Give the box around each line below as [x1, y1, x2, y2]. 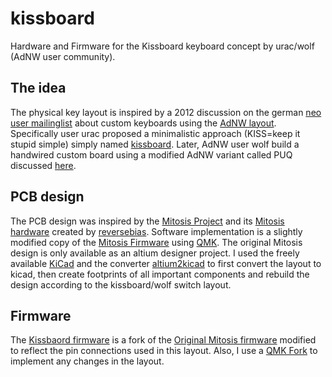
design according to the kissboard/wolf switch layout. [10, 278, 232, 291]
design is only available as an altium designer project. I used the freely [10, 247, 300, 259]
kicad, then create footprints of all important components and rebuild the [10, 268, 310, 280]
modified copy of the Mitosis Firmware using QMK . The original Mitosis [10, 236, 303, 248]
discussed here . [10, 159, 77, 171]
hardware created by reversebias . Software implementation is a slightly [10, 225, 303, 237]
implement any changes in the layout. [10, 355, 165, 367]
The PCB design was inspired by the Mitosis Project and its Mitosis [10, 215, 285, 227]
